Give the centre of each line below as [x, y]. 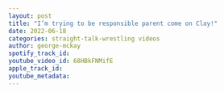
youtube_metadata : [39, 76]
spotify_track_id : [39, 53]
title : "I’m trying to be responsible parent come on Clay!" [113, 23]
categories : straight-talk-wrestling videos [84, 38]
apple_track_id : [35, 69]
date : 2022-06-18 [37, 31]
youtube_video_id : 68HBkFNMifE [61, 61]
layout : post [30, 16]
